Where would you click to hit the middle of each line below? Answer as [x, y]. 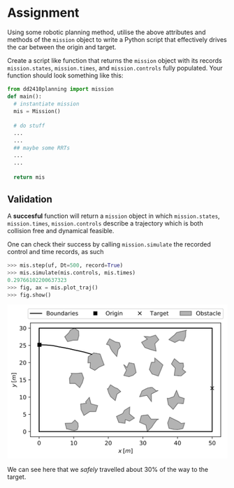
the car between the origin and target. [62, 47]
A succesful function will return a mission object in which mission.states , [114, 216]
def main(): [24, 96]
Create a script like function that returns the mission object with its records [115, 60]
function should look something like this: [65, 75]
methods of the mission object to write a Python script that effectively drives [117, 39]
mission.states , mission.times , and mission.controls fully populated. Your [115, 68]
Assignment [43, 13]
